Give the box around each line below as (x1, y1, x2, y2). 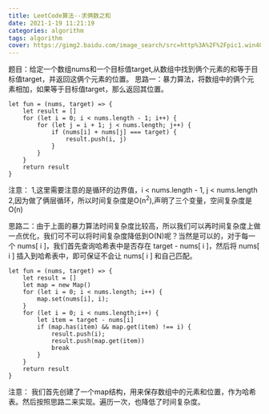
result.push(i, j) (65, 135, 127, 144)
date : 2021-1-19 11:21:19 (8, 19, 94, 27)
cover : (8, 42, 30, 50)
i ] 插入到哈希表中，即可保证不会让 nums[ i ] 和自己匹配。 (8, 251, 197, 261)
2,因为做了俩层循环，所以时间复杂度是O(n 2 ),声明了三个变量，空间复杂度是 (8, 194, 252, 205)
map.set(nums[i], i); (37, 295, 110, 303)
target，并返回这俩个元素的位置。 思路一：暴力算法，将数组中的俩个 (22, 74, 247, 84)
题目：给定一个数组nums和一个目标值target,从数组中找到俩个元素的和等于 (8, 65, 252, 74)
